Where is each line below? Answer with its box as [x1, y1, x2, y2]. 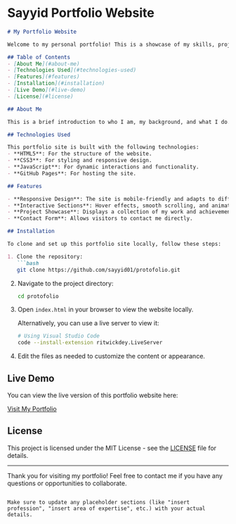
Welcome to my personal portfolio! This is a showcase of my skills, [7, 41, 216, 48]
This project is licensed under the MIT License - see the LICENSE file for [7, 444, 216, 452]
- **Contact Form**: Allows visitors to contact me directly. [7, 215, 193, 223]
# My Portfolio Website [7, 28, 77, 35]
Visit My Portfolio [7, 405, 58, 413]
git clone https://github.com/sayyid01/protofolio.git [16, 266, 181, 273]
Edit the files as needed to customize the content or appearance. [17, 352, 206, 361]
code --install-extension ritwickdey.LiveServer [17, 339, 163, 347]
